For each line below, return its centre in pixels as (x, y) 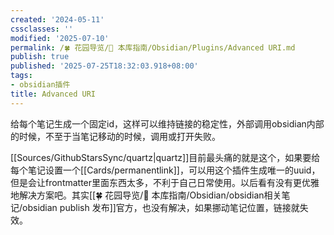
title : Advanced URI (53, 94)
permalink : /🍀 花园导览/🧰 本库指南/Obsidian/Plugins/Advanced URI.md (153, 47)
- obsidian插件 (40, 85)
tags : (21, 76)
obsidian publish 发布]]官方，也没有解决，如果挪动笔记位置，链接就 (161, 207)
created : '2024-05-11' (57, 19)
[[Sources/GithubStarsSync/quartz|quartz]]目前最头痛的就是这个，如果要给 (165, 157)
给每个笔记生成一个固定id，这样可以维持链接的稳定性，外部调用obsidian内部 (167, 123)
